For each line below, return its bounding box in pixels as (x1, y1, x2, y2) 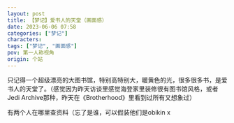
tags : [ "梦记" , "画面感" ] (7, 43, 78, 50)
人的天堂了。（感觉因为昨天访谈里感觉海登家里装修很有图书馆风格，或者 (13, 85, 219, 93)
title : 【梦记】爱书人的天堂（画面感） (7, 17, 108, 24)
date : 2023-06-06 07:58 (7, 23, 77, 30)
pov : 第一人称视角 (7, 50, 54, 57)
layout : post (7, 10, 45, 17)
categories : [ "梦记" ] (7, 29, 68, 37)
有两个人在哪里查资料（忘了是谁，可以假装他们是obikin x (7, 108, 171, 116)
